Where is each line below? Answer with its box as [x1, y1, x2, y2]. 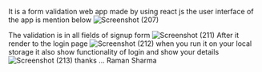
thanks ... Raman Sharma [75, 55, 158, 65]
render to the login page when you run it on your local [8, 39, 252, 48]
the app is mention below [8, 15, 92, 25]
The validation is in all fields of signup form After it [8, 31, 240, 40]
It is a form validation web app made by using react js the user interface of [8, 7, 254, 16]
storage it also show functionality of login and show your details [8, 47, 220, 56]
